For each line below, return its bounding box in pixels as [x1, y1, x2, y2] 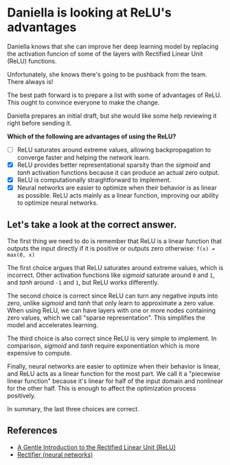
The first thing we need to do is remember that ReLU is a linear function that [7, 237, 222, 245]
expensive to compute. [7, 349, 72, 357]
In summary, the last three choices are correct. [7, 405, 139, 413]
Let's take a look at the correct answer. [7, 218, 177, 230]
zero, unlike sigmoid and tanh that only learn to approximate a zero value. [7, 299, 215, 307]
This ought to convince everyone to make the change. [7, 98, 160, 106]
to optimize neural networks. [16, 198, 98, 207]
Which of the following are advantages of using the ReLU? [7, 132, 176, 141]
